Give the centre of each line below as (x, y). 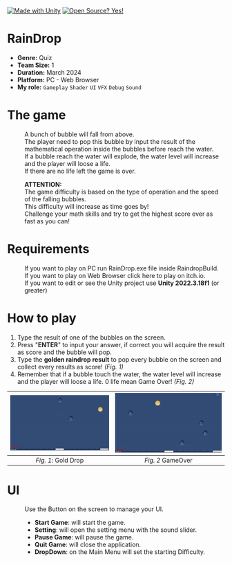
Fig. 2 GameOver (168, 460)
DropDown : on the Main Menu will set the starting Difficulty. (120, 552)
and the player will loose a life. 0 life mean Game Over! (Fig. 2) (106, 381)
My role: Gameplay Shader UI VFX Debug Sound (79, 87)
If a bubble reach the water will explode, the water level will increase (122, 156)
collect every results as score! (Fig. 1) (70, 367)
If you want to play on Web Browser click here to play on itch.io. (115, 275)
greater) (36, 290)
